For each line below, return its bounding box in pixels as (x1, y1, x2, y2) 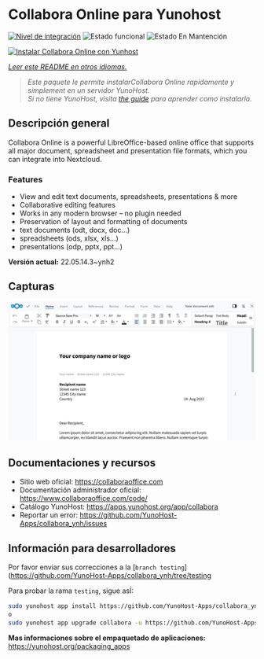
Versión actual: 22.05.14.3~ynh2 (8, 257, 115, 267)
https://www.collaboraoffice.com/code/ (19, 494, 148, 503)
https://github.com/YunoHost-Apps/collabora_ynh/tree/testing (10, 570, 212, 580)
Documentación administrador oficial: (19, 485, 141, 495)
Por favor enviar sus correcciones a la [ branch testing (8, 562, 185, 572)
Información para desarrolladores (8, 541, 177, 555)
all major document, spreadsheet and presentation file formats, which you (8, 145, 247, 155)
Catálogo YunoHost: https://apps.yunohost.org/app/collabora (19, 502, 218, 512)
